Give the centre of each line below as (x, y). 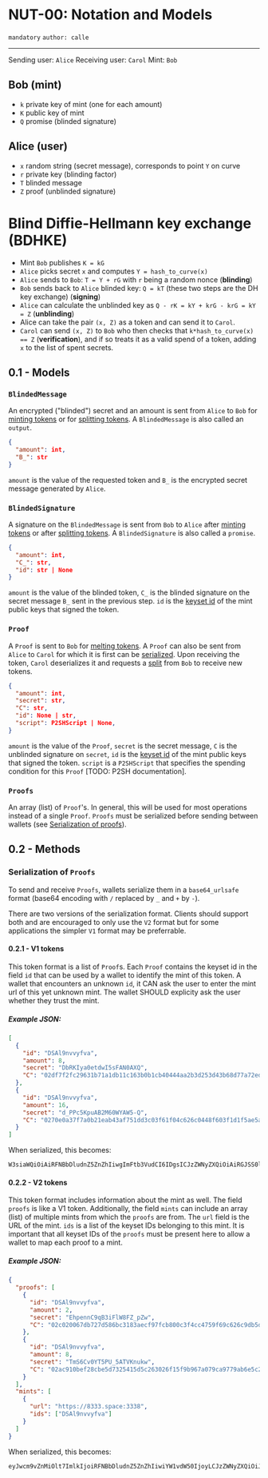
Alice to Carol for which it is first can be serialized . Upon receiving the (124, 654)
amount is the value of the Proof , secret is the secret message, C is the (123, 746)
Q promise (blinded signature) (68, 121)
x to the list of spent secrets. (67, 347)
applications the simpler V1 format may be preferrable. (97, 930)
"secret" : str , (41, 701)
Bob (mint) (35, 85)
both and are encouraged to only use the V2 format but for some (114, 922)
